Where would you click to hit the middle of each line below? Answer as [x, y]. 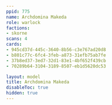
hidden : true [22, 93]
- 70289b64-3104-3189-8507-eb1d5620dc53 [56, 66]
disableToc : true [27, 88]
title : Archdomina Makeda [38, 82]
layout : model [23, 77]
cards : [14, 45]
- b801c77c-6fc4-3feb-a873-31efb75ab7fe [56, 55]
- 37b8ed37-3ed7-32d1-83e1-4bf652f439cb [56, 60]
